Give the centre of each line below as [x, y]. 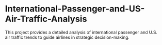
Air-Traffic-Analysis [46, 19]
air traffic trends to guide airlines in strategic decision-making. [67, 37]
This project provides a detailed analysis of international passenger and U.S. [81, 32]
